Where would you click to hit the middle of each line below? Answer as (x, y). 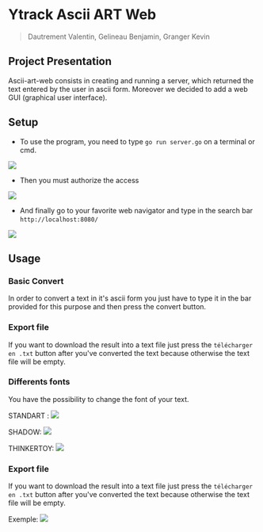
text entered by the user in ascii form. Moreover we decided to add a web (128, 89)
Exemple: (23, 519)
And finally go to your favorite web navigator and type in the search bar (136, 210)
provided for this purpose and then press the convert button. (107, 307)
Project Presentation (60, 61)
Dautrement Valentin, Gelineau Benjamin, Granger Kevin (118, 36)
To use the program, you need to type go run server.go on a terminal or (137, 141)
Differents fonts (39, 382)
